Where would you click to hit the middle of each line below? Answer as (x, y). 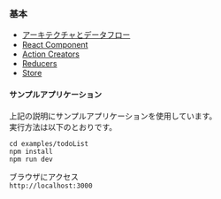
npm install (31, 151)
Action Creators (50, 54)
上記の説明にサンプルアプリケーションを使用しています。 (113, 116)
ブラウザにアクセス (44, 176)
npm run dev (31, 159)
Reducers (39, 64)
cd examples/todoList (49, 143)
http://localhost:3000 (51, 186)
